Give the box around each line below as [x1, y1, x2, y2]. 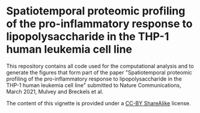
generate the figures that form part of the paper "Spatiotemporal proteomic [6, 69, 192, 76]
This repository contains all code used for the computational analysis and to [6, 62, 194, 70]
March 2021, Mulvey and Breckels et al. [6, 88, 104, 95]
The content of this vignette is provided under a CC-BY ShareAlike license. [6, 99, 191, 106]
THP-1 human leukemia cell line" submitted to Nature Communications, [6, 81, 181, 88]
